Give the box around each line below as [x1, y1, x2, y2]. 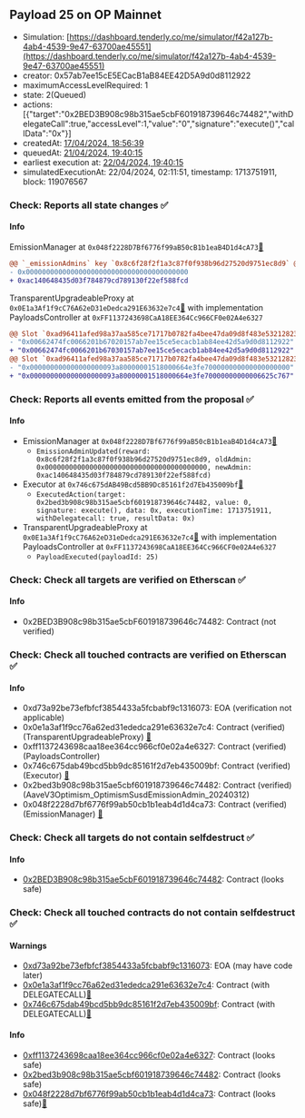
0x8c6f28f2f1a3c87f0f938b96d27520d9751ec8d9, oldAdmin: [35, 454, 252, 464]
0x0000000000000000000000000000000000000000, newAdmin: [35, 462, 252, 471]
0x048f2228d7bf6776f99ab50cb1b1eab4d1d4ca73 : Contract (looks [22, 1088, 276, 1099]
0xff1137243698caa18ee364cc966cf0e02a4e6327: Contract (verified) [22, 741, 287, 752]
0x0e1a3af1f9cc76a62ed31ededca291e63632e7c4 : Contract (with [22, 980, 271, 991]
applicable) [22, 712, 65, 723]
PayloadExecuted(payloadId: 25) [35, 552, 159, 561]
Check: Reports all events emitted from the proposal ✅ [9, 392, 254, 405]
